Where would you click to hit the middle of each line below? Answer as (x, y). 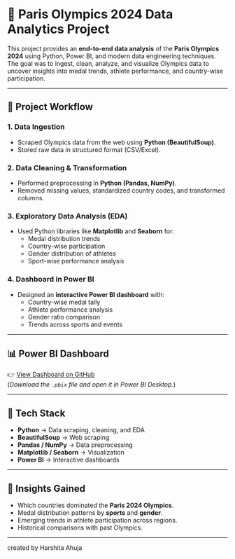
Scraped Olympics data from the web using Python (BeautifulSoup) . (116, 142)
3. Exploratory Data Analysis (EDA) (67, 216)
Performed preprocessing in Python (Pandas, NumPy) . (97, 183)
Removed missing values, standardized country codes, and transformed (121, 190)
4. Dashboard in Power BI (51, 279)
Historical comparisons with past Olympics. (80, 527)
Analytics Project (58, 29)
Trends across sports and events (75, 324)
